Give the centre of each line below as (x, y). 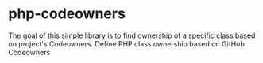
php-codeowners (67, 14)
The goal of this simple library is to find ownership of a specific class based (132, 35)
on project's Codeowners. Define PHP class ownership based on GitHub (126, 43)
